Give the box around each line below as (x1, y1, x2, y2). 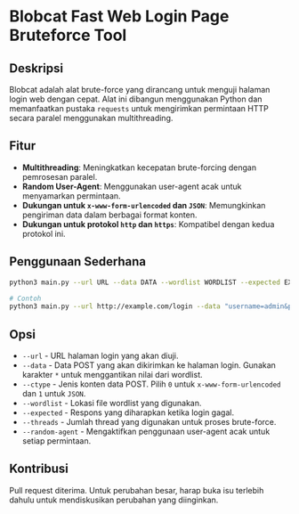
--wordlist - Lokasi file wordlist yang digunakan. (21, 398, 202, 409)
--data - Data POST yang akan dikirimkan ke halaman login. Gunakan (21, 360, 276, 371)
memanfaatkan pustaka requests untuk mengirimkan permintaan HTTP (9, 103, 269, 113)
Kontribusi (9, 461, 69, 477)
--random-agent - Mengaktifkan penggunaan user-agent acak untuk (21, 426, 271, 437)
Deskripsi (9, 61, 64, 76)
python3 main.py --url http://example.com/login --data (9, 302, 221, 311)
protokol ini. (21, 228, 66, 239)
